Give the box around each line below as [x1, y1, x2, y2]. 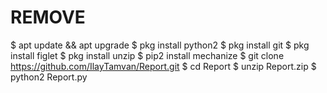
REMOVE [10, 6, 86, 29]
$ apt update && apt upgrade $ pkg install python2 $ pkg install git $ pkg [10, 39, 310, 51]
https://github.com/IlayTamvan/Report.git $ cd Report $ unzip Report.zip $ [10, 60, 317, 72]
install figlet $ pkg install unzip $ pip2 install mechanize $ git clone [10, 49, 285, 61]
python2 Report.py [10, 71, 88, 83]
